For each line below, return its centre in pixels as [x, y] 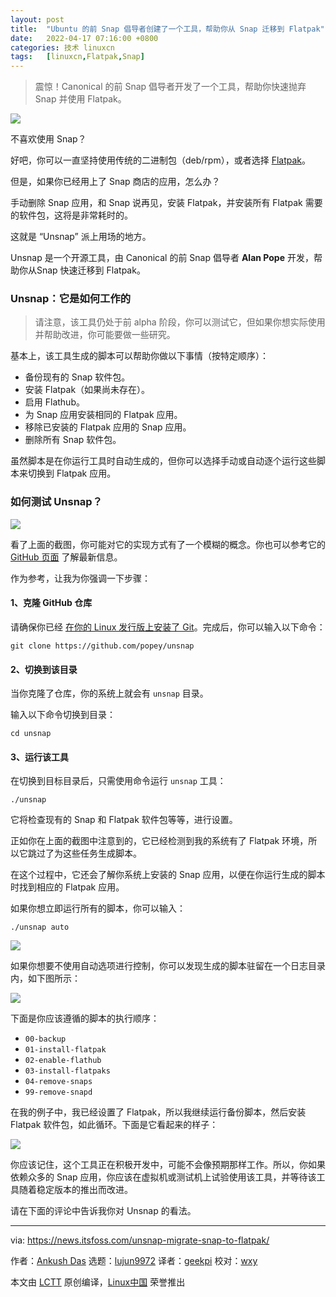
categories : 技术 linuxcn [62, 47]
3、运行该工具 [40, 757]
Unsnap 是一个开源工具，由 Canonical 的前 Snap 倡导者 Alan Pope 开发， [162, 258]
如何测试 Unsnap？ [56, 502]
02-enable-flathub [63, 1061]
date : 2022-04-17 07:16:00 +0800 [84, 38]
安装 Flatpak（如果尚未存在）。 [87, 390]
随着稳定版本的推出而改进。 [75, 1190]
